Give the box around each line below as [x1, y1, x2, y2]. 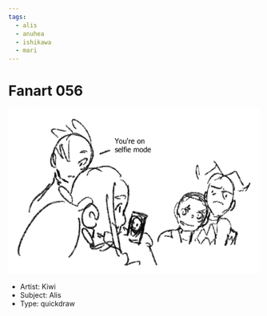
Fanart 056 [8, 82, 84, 100]
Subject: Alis [19, 290, 62, 299]
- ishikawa [15, 38, 52, 46]
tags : [8, 13, 26, 21]
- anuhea [15, 30, 45, 38]
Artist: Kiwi [19, 282, 56, 291]
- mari [15, 46, 38, 55]
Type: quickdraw [19, 298, 76, 308]
